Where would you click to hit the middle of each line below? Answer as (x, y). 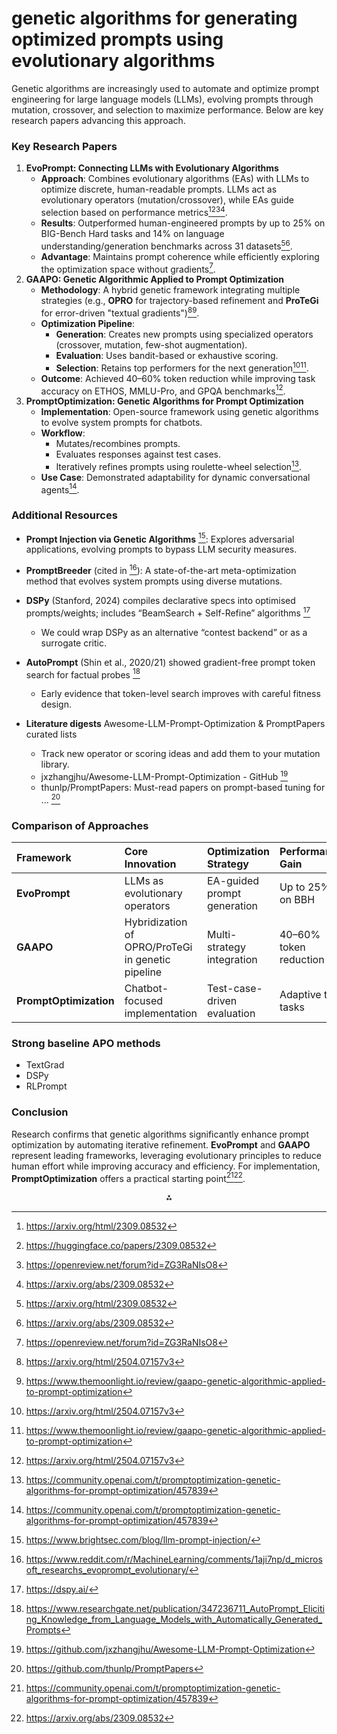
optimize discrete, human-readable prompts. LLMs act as (159, 189)
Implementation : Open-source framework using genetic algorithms (179, 412)
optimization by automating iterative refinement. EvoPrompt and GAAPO (161, 1144)
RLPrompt (46, 1086)
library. (55, 764)
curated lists (51, 734)
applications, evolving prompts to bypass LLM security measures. (161, 549)
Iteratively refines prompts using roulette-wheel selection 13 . (179, 465)
